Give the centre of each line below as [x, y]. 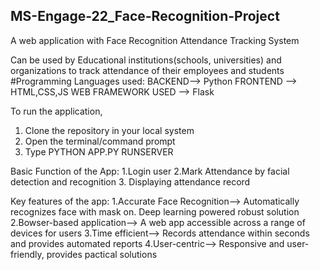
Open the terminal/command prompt [100, 141]
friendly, [27, 254]
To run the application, [56, 111]
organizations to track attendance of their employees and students [147, 70]
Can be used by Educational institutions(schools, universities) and [146, 60]
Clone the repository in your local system [109, 130]
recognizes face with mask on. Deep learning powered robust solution [155, 211]
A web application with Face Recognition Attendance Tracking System [155, 40]
